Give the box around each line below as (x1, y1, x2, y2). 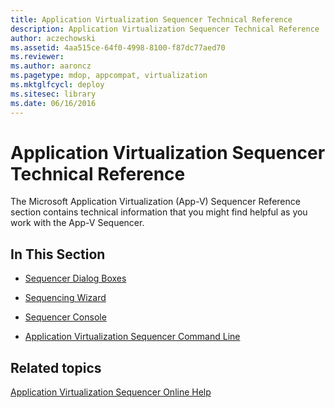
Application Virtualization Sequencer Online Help (10, 386, 212, 398)
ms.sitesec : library (10, 89, 97, 99)
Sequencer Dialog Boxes (24, 272, 127, 285)
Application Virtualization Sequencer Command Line (24, 331, 241, 343)
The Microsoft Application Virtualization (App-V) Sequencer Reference (10, 196, 301, 208)
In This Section (10, 246, 106, 263)
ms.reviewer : (10, 52, 65, 62)
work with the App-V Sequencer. (10, 217, 145, 229)
